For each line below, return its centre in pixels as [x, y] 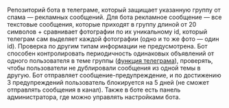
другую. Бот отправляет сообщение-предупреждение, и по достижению [114, 75]
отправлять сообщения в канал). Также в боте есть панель [94, 90]
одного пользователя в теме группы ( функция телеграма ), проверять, [110, 60]
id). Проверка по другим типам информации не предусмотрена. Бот [107, 46]
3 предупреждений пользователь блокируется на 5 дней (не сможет [108, 82]
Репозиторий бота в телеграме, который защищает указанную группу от [114, 10]
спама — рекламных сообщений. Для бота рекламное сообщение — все [114, 17]
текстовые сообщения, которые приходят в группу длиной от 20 [102, 24]
